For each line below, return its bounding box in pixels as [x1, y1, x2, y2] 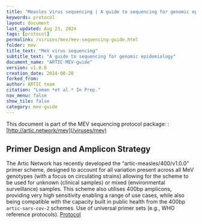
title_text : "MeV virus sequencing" [6, 48, 98, 54]
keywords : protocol [6, 14, 55, 20]
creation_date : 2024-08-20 [6, 70, 74, 76]
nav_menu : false [6, 92, 47, 98]
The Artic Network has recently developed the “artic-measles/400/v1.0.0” [6, 160, 189, 167]
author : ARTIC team [6, 82, 55, 88]
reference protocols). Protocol [6, 211, 81, 218]
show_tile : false [6, 98, 50, 104]
